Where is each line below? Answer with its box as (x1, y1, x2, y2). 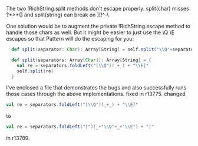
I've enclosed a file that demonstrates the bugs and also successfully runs (6, 84, 187, 91)
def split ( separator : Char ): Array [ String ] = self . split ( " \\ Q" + (11, 47, 173, 52)
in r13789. (6, 135, 30, 142)
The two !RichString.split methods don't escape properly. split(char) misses (6, 5, 190, 12)
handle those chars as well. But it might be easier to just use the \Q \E (6, 29, 175, 36)
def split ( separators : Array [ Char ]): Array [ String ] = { (11, 57, 151, 63)
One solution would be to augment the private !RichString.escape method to (6, 23, 191, 29)
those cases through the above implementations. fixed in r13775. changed (6, 91, 186, 98)
